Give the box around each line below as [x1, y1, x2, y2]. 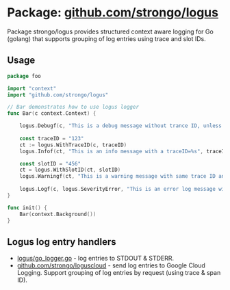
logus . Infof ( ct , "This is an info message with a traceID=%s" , [19, 148, 204, 155]
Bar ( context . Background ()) [19, 211, 97, 217]
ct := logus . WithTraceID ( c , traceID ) [19, 142, 127, 148]
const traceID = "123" [19, 135, 84, 142]
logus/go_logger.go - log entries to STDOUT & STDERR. [16, 254, 175, 263]
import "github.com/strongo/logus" [7, 91, 109, 98]
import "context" [7, 85, 57, 92]
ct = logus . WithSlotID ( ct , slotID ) [19, 166, 121, 174]
